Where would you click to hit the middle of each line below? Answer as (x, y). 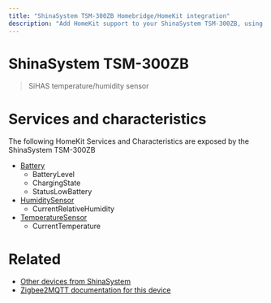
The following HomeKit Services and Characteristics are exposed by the (129, 141)
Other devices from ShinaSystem (75, 282)
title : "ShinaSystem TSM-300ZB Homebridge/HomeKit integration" (119, 16)
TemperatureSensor (54, 218)
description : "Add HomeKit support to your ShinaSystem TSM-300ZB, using (136, 24)
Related (34, 259)
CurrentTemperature (67, 226)
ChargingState (56, 183)
